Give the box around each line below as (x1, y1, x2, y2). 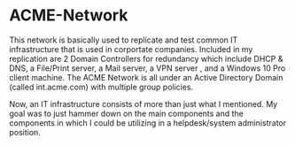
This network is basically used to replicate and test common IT (9, 35, 238, 45)
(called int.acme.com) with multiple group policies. (9, 81, 194, 92)
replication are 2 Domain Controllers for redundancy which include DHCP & (9, 53, 283, 64)
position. (9, 127, 42, 137)
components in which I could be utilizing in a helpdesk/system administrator (9, 117, 286, 128)
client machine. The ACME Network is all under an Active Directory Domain (9, 72, 283, 82)
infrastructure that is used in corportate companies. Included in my (9, 43, 253, 54)
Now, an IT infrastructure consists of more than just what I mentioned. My (9, 98, 278, 109)
